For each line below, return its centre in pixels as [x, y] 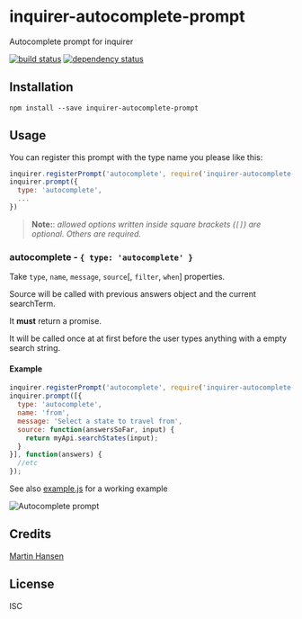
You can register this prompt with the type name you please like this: [136, 157]
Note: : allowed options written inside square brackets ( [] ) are [146, 224]
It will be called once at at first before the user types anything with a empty [148, 338]
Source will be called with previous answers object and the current [133, 294]
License [32, 584]
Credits [31, 534]
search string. [35, 348]
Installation [41, 87]
